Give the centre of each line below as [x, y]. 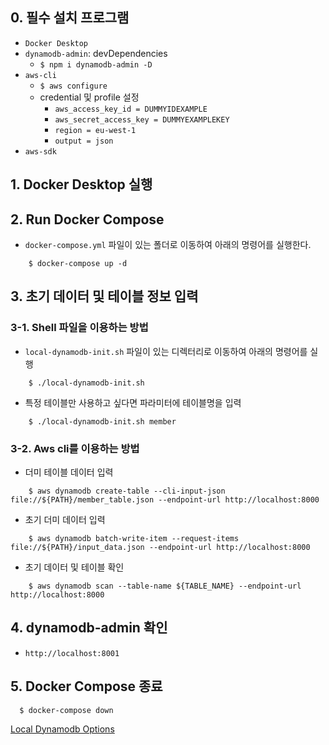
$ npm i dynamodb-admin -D [96, 64]
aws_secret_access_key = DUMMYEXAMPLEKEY [142, 119]
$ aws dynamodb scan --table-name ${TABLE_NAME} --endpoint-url [165, 586]
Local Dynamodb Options [62, 729]
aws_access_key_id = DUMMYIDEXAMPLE [131, 109]
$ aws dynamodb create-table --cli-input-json [127, 491]
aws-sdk [40, 151]
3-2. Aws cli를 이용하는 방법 [75, 448]
